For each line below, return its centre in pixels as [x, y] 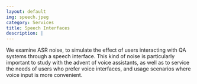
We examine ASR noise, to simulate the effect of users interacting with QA [96, 50]
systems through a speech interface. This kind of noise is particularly [91, 56]
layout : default [26, 11]
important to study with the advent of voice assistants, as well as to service [98, 63]
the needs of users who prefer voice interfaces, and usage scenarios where [98, 69]
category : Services [30, 22]
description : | [25, 33]
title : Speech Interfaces [38, 28]
